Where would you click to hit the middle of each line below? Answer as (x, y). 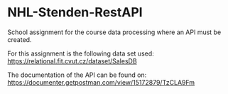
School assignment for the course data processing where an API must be (114, 32)
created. (20, 39)
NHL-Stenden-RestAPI (75, 12)
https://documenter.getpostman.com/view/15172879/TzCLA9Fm (101, 82)
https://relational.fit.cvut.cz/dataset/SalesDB (72, 61)
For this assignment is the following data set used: (81, 53)
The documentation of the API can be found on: (77, 75)
